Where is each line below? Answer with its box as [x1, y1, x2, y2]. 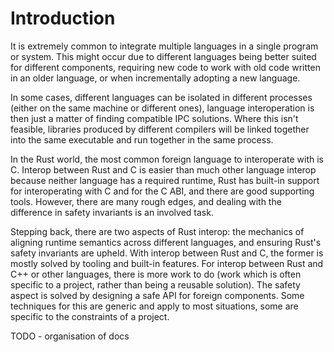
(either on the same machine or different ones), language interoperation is [10, 102, 315, 114]
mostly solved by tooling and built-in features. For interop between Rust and [10, 257, 324, 269]
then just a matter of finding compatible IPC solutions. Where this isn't [10, 112, 299, 124]
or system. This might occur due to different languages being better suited [10, 50, 317, 62]
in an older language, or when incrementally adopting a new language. [10, 72, 301, 84]
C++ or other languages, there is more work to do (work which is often [10, 268, 302, 280]
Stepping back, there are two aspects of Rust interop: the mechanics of [10, 225, 305, 237]
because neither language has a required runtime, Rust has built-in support [10, 174, 320, 186]
